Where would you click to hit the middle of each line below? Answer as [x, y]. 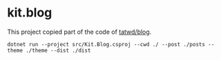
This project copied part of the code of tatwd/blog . [79, 32]
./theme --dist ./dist [58, 50]
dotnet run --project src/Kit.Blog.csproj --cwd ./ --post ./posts [106, 44]
